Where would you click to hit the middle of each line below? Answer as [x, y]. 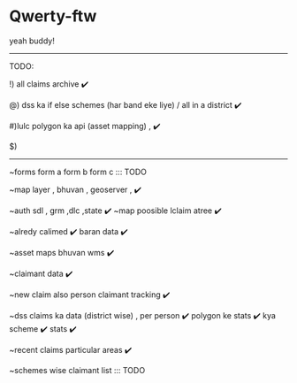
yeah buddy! [32, 41]
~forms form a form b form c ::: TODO [78, 172]
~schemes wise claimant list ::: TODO [77, 370]
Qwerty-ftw [53, 16]
